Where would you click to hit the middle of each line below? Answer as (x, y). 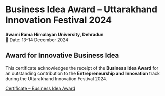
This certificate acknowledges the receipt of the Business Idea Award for (82, 68)
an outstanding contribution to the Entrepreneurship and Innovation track (83, 73)
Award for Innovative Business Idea (62, 56)
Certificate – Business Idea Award (40, 88)
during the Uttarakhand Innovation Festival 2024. (56, 78)
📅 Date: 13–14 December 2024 (37, 40)
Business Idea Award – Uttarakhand (81, 9)
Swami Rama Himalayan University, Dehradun (54, 34)
